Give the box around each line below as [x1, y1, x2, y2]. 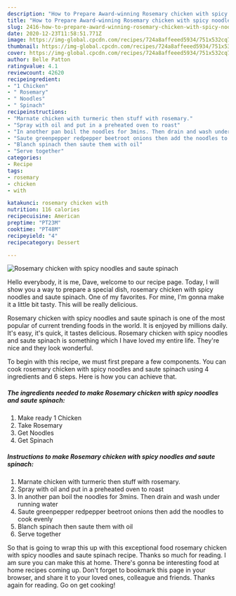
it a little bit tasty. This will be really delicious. [7, 300, 138, 309]
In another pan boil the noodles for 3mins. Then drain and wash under [17, 493, 220, 501]
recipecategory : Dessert [7, 239, 80, 246]
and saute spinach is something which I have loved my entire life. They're [7, 336, 220, 345]
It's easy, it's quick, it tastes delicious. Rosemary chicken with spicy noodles [7, 329, 228, 338]
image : [7, 37, 27, 44]
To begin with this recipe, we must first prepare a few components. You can [7, 357, 227, 366]
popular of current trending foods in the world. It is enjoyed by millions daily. [7, 322, 228, 330]
